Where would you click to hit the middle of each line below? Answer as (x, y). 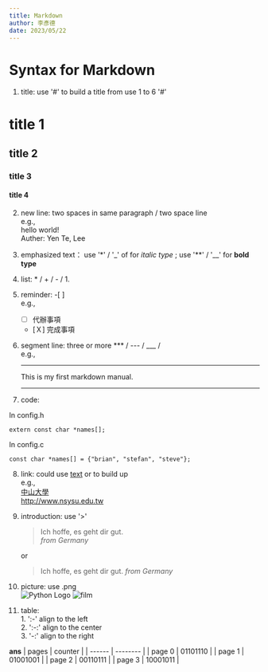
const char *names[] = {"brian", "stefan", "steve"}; (100, 459)
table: (30, 611)
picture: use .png (49, 587)
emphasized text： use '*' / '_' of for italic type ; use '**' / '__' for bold (135, 255)
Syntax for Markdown (82, 70)
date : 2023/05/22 (38, 30)
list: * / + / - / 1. (45, 279)
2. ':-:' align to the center (61, 627)
